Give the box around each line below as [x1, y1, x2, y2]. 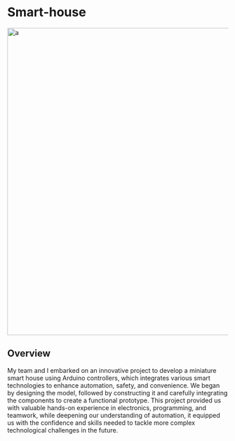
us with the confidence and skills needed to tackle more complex [7, 419, 195, 427]
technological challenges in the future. [7, 426, 119, 434]
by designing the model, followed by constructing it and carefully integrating [7, 388, 228, 397]
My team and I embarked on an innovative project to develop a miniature [7, 366, 217, 374]
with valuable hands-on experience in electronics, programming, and [7, 403, 207, 412]
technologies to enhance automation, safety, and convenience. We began [7, 381, 220, 390]
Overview [7, 348, 51, 360]
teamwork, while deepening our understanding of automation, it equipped [7, 411, 221, 419]
